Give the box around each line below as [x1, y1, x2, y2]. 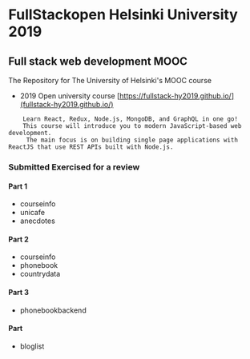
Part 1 [8, 181, 28, 191]
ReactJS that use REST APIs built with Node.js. [8, 143, 174, 151]
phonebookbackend [19, 305, 87, 315]
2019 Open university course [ [19, 91, 120, 101]
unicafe [19, 208, 46, 217]
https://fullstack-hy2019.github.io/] [119, 91, 235, 101]
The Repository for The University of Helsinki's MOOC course [8, 76, 212, 85]
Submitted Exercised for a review [8, 162, 140, 173]
